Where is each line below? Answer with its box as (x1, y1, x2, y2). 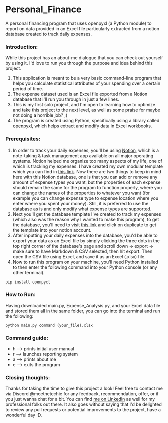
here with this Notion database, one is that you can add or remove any (12, 174, 158, 180)
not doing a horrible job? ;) (12, 112, 68, 118)
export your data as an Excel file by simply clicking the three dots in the (12, 237, 160, 244)
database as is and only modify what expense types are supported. (12, 206, 152, 212)
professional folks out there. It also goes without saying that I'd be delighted (5, 401, 162, 407)
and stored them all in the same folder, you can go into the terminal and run (5, 308, 160, 314)
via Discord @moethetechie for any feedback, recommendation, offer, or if (5, 391, 159, 397)
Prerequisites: (5, 135, 41, 143)
